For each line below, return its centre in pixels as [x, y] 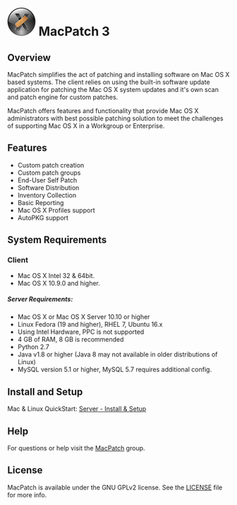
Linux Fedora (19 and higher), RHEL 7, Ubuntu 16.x [90, 325]
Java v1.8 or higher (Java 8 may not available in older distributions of [117, 354]
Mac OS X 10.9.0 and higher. [59, 283]
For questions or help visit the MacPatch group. [77, 448]
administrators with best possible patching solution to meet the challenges [115, 118]
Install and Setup [45, 391]
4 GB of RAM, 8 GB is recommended [71, 339]
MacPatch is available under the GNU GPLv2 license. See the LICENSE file [115, 487]
